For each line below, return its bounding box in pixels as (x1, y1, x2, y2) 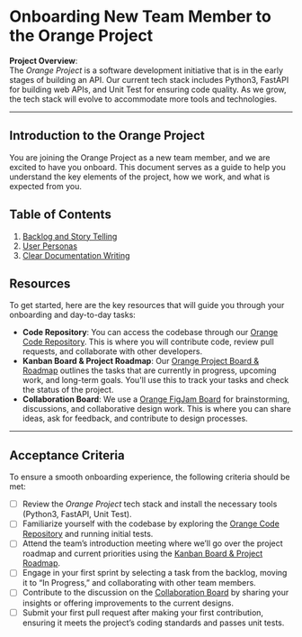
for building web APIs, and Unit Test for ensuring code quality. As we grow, (9, 84, 287, 95)
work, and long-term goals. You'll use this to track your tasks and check (22, 375, 289, 386)
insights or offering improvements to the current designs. (22, 597, 234, 608)
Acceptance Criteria (9, 448, 125, 463)
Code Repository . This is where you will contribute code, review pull (22, 336, 274, 348)
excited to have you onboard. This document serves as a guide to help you (9, 161, 286, 172)
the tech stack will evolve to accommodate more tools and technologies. (9, 93, 278, 105)
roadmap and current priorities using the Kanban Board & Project (22, 548, 263, 560)
